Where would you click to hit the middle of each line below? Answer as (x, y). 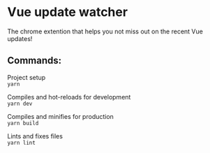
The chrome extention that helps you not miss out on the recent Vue (105, 31)
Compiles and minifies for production (60, 116)
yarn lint (22, 143)
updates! (20, 38)
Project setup (27, 77)
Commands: (35, 61)
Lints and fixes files (35, 136)
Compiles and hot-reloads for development (69, 97)
